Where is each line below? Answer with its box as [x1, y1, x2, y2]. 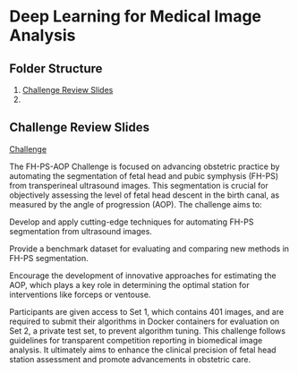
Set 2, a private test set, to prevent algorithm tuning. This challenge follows [9, 325, 286, 336]
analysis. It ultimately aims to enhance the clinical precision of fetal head [9, 344, 277, 355]
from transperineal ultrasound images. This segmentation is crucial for [9, 180, 268, 191]
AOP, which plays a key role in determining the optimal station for [9, 279, 250, 290]
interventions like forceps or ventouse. [9, 289, 151, 300]
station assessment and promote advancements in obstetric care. [9, 353, 251, 364]
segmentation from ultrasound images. [9, 225, 152, 236]
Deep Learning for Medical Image [9, 6, 262, 27]
